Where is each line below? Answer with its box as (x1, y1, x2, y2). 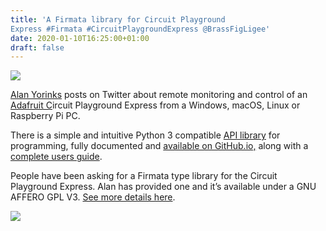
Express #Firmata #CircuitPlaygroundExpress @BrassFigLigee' (10, 24, 271, 34)
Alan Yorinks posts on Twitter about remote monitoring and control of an (10, 89, 308, 101)
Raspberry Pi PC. (10, 110, 81, 122)
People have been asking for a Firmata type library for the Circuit (10, 170, 278, 182)
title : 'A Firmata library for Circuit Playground (10, 14, 226, 25)
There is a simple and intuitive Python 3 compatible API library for (10, 129, 281, 141)
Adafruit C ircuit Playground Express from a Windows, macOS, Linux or (10, 99, 301, 111)
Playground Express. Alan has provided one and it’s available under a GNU (10, 181, 317, 193)
